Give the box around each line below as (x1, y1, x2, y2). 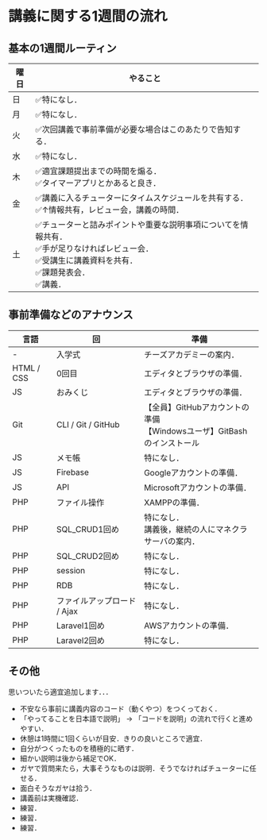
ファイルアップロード (56, 595, 137, 606)
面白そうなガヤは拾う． (19, 783, 97, 792)
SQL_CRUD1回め (56, 523, 120, 534)
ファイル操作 (56, 497, 105, 508)
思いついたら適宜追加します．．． (8, 687, 113, 696)
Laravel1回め (56, 620, 106, 631)
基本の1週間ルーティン (8, 41, 117, 55)
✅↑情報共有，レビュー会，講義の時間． (35, 204, 184, 215)
